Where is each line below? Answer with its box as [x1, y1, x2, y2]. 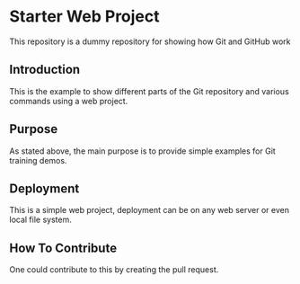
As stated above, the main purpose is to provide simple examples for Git [9, 146, 276, 156]
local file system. [9, 214, 72, 226]
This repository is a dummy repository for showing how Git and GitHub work [9, 36, 291, 47]
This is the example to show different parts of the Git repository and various [9, 85, 289, 96]
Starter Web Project [9, 6, 160, 27]
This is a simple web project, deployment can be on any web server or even [9, 205, 290, 216]
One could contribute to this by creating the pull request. [9, 264, 219, 275]
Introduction [9, 62, 81, 77]
